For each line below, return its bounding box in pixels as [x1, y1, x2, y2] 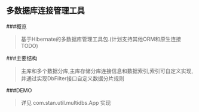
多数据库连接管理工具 [6, 5, 85, 16]
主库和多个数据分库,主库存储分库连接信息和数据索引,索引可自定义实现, [20, 67, 193, 74]
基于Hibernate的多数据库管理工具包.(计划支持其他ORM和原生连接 [20, 35, 182, 43]
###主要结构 [6, 55, 38, 62]
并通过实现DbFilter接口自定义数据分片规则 [20, 74, 124, 82]
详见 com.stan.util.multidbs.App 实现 [20, 99, 111, 106]
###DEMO [6, 86, 32, 94]
